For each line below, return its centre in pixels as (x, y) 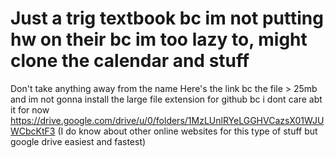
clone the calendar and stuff (130, 61)
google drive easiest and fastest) (78, 141)
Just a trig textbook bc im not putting (167, 18)
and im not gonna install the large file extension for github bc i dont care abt (166, 99)
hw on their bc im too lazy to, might (159, 39)
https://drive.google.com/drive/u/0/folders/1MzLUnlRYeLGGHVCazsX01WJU (167, 120)
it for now (30, 109)
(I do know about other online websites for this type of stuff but (187, 131)
